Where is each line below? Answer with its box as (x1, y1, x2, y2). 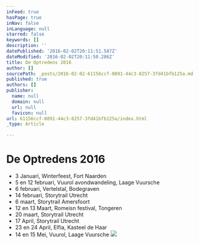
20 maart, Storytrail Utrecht (15, 211, 83, 218)
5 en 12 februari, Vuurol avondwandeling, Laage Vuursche (15, 179, 160, 186)
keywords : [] (6, 37, 39, 43)
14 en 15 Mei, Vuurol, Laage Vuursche (15, 231, 109, 239)
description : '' (6, 43, 47, 49)
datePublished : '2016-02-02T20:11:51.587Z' (6, 48, 118, 54)
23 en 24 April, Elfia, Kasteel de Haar (15, 224, 108, 231)
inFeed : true (6, 8, 39, 15)
